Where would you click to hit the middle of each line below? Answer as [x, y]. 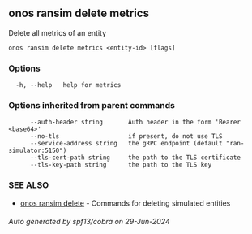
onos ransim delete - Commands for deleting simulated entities [125, 203]
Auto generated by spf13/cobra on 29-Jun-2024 [89, 222]
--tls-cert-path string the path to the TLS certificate [135, 158]
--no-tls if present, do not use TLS [126, 136]
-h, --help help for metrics [68, 85]
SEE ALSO [29, 185]
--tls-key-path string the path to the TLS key [121, 165]
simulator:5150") [38, 151]
